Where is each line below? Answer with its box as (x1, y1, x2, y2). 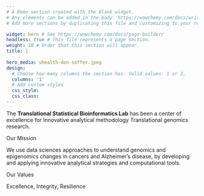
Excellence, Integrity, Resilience (6, 183, 86, 190)
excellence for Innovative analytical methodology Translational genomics (6, 116, 188, 123)
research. (6, 123, 30, 130)
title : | (6, 48, 29, 55)
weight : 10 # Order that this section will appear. (6, 42, 140, 49)
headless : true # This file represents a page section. (6, 37, 151, 43)
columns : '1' (12, 76, 45, 83)
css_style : (12, 87, 39, 94)
